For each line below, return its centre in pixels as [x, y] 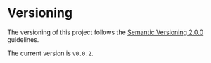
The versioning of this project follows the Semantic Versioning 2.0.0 [105, 32]
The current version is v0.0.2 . [50, 53]
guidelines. [23, 39]
